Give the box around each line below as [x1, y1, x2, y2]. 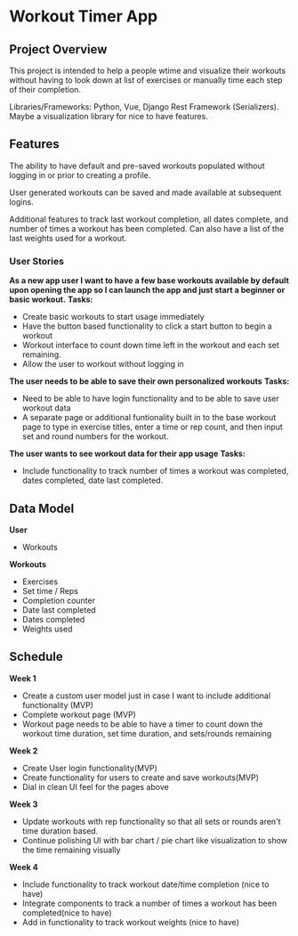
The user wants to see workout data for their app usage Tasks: [9, 448, 246, 460]
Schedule [9, 649, 64, 664]
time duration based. [21, 826, 99, 836]
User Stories [9, 255, 65, 267]
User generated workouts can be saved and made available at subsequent [9, 187, 282, 198]
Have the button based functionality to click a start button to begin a [21, 321, 273, 331]
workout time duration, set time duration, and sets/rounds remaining [21, 728, 272, 738]
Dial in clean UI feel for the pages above [21, 781, 169, 792]
